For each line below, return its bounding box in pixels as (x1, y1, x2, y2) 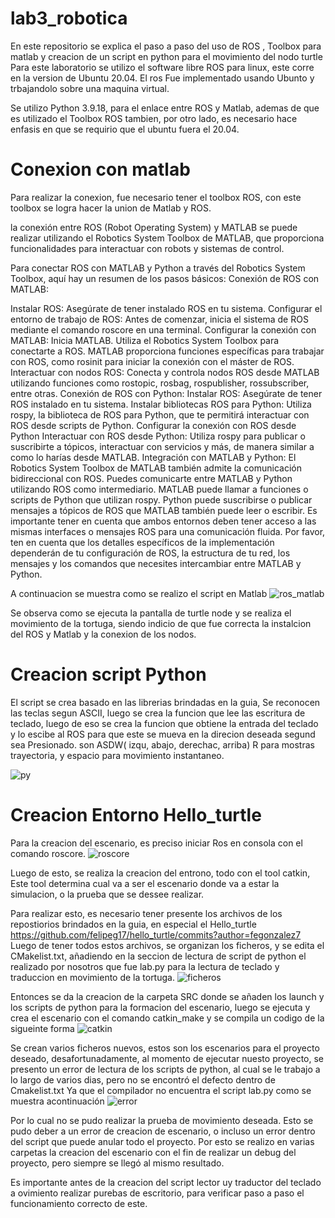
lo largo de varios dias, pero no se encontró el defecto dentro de (10, 1073, 276, 1086)
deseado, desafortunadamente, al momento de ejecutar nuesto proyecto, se (10, 1052, 324, 1064)
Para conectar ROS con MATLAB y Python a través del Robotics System (10, 262, 306, 274)
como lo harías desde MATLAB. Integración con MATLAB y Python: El (10, 451, 297, 463)
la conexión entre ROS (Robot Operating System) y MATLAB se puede (10, 221, 298, 233)
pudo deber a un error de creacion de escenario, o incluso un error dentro (10, 1125, 316, 1137)
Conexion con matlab (10, 158, 191, 181)
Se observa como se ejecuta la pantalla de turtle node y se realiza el (10, 607, 292, 619)
